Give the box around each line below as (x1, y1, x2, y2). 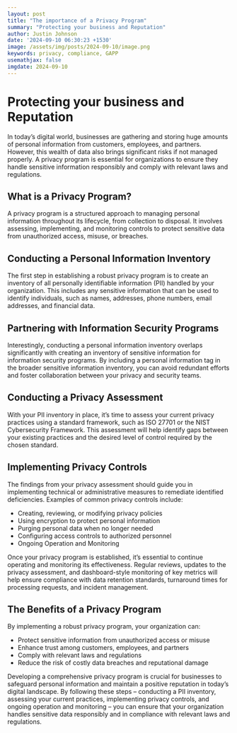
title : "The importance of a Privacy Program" (7, 17, 147, 24)
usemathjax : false (7, 57, 62, 64)
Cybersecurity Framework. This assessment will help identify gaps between (7, 425, 229, 434)
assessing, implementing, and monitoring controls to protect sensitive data (7, 224, 225, 233)
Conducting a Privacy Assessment (7, 392, 163, 404)
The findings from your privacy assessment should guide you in (7, 480, 193, 488)
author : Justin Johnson (7, 30, 78, 38)
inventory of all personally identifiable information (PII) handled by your (7, 279, 214, 287)
